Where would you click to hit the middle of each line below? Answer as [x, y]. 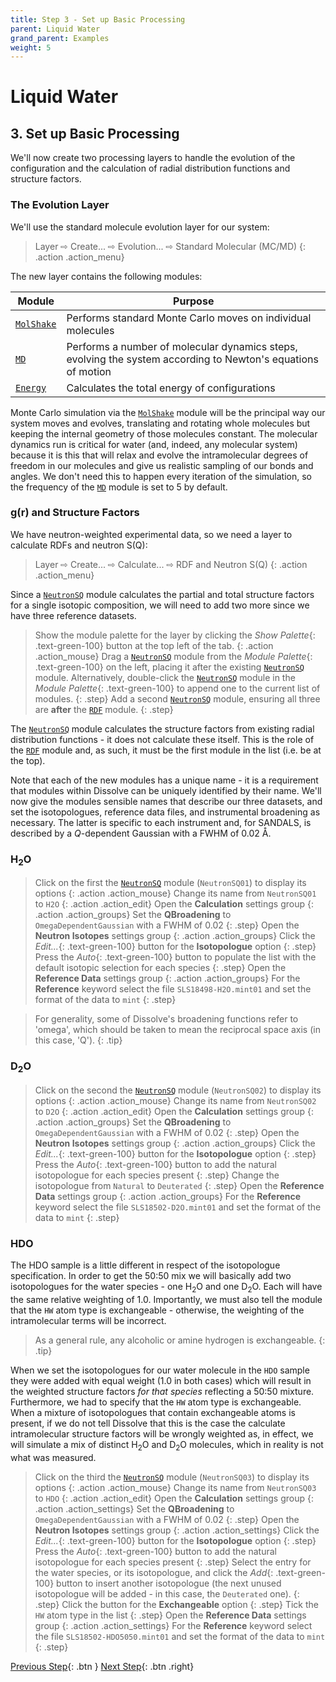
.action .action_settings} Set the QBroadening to [134, 1508]
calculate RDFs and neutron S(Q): [79, 545]
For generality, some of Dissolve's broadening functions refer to [166, 1019]
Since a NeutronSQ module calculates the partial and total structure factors [162, 594]
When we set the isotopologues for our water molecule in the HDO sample [160, 1370]
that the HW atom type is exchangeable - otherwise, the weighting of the [157, 1310]
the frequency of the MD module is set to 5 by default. [119, 487]
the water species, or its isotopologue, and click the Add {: [154, 1572]
